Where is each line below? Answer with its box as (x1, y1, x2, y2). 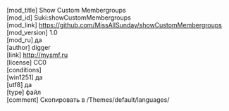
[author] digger (6, 44, 51, 51)
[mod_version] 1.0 (6, 28, 58, 37)
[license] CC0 (6, 58, 47, 66)
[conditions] (6, 66, 42, 74)
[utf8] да (6, 81, 32, 89)
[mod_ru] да (6, 36, 43, 44)
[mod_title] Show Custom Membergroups (6, 6, 126, 14)
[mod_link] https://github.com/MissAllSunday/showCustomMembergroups (6, 21, 223, 29)
